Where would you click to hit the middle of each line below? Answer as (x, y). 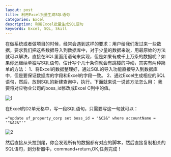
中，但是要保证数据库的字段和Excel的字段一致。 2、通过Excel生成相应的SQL (85, 75)
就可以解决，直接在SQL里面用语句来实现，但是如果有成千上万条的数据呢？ (83, 57)
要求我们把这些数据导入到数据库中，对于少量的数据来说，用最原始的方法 (90, 50)
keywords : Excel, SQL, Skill (36, 29)
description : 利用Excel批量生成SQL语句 (45, 24)
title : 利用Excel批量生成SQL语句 (38, 15)
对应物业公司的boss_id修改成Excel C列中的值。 (64, 88)
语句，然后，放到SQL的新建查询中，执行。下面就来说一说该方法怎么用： (81, 82)
